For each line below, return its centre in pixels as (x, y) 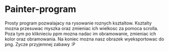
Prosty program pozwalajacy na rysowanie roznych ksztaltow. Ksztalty (78, 23)
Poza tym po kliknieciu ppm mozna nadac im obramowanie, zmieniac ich (80, 33)
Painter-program (40, 9)
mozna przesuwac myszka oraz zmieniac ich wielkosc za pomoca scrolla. (82, 28)
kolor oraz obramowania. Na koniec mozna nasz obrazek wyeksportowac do (85, 39)
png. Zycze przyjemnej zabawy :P (40, 44)
